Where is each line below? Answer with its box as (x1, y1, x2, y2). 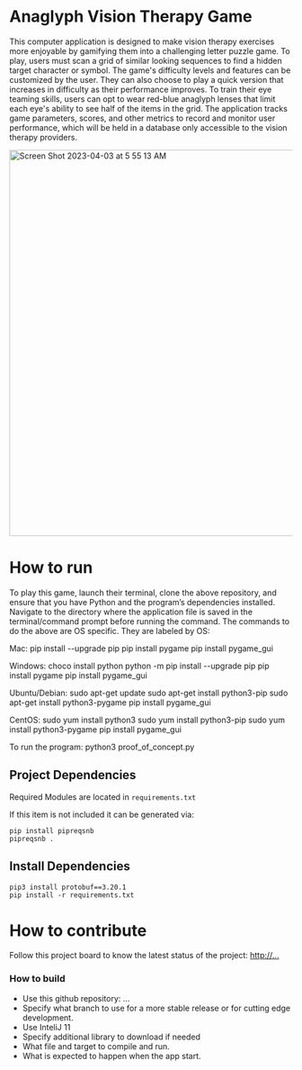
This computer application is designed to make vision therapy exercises (9, 36, 275, 47)
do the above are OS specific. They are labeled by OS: (9, 625, 210, 636)
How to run (9, 558, 93, 578)
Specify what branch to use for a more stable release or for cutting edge (22, 1002, 290, 1013)
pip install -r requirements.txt (9, 890, 135, 900)
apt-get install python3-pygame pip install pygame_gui (9, 696, 211, 708)
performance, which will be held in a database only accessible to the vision (9, 122, 288, 132)
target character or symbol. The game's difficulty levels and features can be (9, 65, 291, 76)
